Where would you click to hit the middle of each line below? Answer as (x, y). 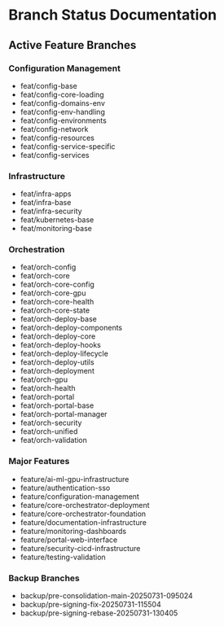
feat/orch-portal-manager (64, 414)
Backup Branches (44, 578)
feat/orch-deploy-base (59, 319)
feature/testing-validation (63, 557)
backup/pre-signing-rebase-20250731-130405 (99, 613)
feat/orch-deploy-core (58, 336)
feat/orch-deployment (57, 371)
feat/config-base (48, 85)
